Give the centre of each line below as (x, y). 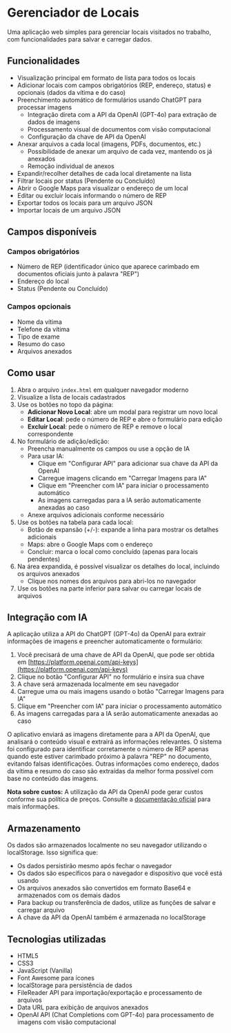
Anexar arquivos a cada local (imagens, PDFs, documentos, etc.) (109, 144)
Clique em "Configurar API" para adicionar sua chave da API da (128, 463)
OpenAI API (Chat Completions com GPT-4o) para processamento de (115, 1014)
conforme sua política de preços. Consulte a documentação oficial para (109, 799)
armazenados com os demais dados (69, 895)
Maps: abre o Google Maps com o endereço (90, 544)
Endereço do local (43, 281)
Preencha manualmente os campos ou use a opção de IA (109, 449)
